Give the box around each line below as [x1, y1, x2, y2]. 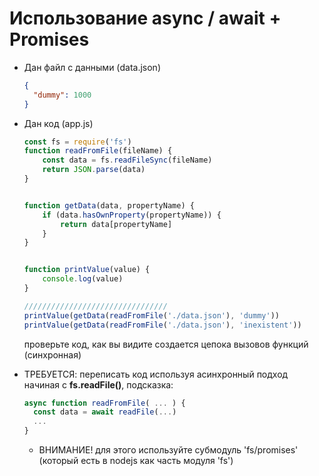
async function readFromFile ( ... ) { [23, 398, 186, 408]
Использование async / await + [9, 7, 282, 30]
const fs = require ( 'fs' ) [23, 137, 132, 147]
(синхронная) [23, 348, 82, 361]
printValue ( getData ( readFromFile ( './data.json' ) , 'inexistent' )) [23, 320, 302, 330]
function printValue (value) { [23, 265, 151, 275]
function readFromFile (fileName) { [23, 146, 173, 156]
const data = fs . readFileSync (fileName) [42, 155, 213, 166]
